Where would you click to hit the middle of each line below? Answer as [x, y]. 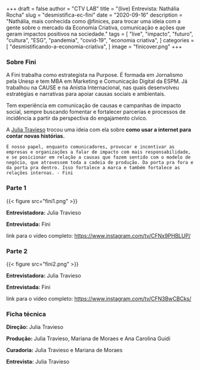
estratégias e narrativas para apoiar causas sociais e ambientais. [86, 94]
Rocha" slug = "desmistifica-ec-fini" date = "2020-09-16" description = [95, 15]
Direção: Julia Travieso [35, 327]
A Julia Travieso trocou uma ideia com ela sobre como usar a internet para [99, 130]
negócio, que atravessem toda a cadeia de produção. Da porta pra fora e [100, 163]
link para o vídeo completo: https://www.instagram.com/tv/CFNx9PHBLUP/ [99, 235]
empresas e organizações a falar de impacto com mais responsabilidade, [99, 152]
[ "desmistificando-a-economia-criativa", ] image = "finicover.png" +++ [94, 46]
